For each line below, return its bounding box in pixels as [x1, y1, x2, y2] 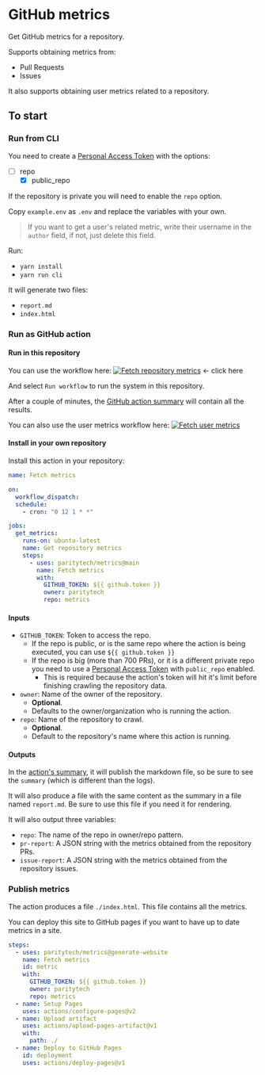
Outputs [8, 749, 36, 759]
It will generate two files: [8, 285, 89, 294]
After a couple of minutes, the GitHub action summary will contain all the [8, 396, 244, 406]
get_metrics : [15, 530, 59, 537]
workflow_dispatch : [15, 493, 80, 501]
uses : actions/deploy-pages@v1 [22, 1058, 126, 1067]
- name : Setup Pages [15, 1000, 83, 1008]
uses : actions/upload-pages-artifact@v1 [22, 1022, 157, 1030]
